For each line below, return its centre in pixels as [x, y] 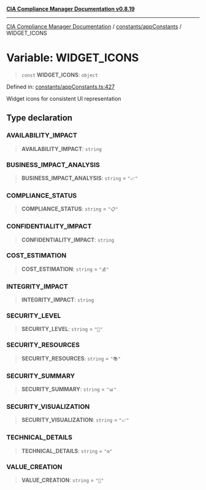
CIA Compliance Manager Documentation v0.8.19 [71, 9]
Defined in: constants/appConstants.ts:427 [61, 87]
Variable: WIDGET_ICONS [73, 58]
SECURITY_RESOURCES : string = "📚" [71, 358]
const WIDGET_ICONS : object [59, 75]
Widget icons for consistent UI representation [64, 98]
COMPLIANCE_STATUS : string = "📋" [70, 209]
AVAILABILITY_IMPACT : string [62, 149]
